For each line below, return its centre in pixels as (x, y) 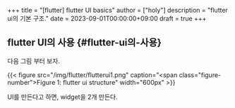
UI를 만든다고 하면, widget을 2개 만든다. (62, 97)
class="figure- (200, 75)
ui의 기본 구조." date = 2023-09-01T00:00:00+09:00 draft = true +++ (107, 18)
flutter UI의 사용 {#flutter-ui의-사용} (85, 42)
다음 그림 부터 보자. (34, 61)
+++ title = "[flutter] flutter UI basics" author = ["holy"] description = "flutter (117, 10)
